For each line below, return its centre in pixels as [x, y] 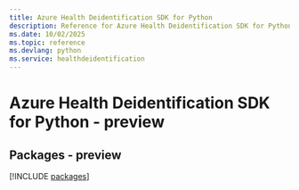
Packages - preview [65, 155]
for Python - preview [87, 122]
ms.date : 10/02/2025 [48, 34]
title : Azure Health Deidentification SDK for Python [111, 17]
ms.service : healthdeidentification [77, 59]
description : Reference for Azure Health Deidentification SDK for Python [151, 26]
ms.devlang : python [45, 51]
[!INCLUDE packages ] [49, 176]
